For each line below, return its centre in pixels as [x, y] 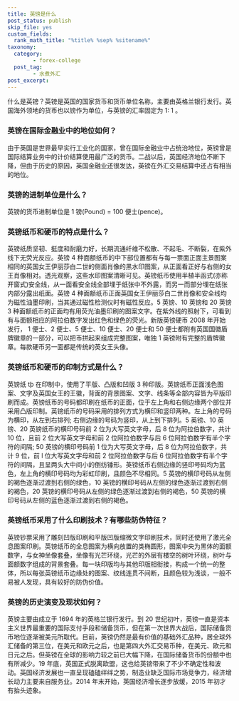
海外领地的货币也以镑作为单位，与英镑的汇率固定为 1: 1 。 [97, 111]
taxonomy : [22, 47]
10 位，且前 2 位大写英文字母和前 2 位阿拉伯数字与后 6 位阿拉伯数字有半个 [116, 438]
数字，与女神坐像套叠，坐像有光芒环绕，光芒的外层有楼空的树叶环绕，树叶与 [119, 555]
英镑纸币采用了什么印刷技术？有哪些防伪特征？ [87, 520]
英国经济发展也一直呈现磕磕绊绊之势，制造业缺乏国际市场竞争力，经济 [122, 672]
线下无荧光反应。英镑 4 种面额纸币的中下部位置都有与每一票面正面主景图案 [117, 258]
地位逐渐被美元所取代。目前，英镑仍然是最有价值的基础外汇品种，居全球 [119, 637]
